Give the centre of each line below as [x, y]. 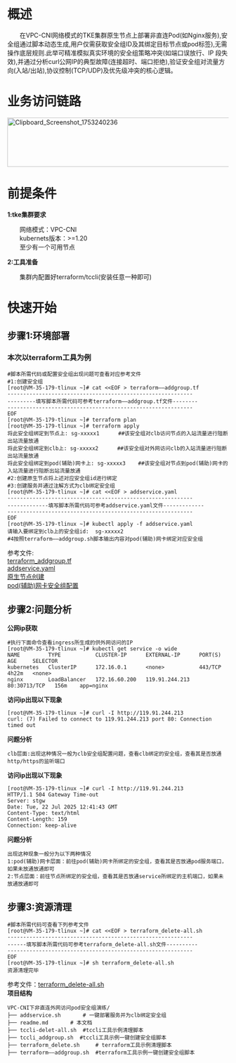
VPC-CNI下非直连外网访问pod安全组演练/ [59, 1008]
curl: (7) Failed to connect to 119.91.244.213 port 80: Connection [110, 719]
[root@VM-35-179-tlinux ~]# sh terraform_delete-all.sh [91, 963]
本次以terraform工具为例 [49, 358]
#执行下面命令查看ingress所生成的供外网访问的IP [70, 643]
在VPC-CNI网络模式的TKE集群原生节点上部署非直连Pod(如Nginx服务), [121, 35]
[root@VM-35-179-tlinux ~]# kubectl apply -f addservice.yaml [100, 524]
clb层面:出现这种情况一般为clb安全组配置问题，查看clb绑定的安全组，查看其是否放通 [114, 754]
